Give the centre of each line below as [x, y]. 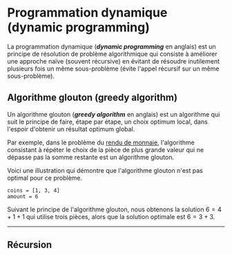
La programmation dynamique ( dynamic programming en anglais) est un [112, 46]
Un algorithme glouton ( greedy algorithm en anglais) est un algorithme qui [114, 114]
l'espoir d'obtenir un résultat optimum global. [71, 129]
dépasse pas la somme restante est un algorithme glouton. [91, 157]
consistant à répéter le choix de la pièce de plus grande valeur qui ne [106, 149]
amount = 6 [23, 196]
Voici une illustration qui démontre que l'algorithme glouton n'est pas [105, 170]
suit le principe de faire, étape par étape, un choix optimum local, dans [108, 122]
